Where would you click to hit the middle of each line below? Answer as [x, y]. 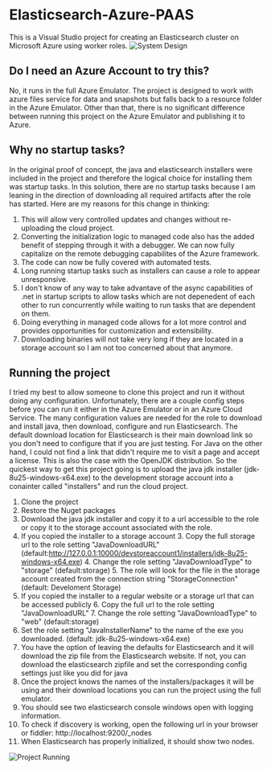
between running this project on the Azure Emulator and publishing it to [127, 116]
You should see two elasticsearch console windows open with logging [137, 707]
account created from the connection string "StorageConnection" [129, 579]
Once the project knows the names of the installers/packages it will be [137, 681]
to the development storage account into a [163, 478]
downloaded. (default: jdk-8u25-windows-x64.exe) [105, 639]
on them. [35, 313]
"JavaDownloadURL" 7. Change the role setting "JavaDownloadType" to [139, 613]
